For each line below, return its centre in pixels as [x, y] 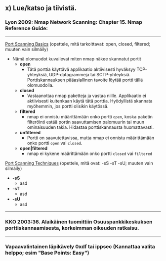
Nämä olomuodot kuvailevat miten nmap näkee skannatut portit [77, 58]
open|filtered [34, 148]
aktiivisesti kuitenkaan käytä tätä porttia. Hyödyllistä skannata [90, 101]
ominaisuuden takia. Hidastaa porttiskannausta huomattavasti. [90, 127]
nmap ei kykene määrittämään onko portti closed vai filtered [89, 154]
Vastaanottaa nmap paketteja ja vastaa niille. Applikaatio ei [87, 96]
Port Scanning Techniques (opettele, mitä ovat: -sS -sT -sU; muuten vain [79, 163]
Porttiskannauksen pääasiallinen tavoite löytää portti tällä [85, 80]
